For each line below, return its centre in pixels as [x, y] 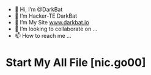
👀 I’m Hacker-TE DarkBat [46, 16]
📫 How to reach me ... [43, 36]
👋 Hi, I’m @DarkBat [39, 9]
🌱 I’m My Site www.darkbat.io [52, 22]
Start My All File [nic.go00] [76, 62]
